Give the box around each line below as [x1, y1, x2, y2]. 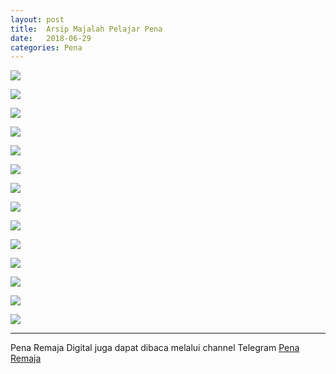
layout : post [10, 14, 65, 25]
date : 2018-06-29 [10, 33, 92, 43]
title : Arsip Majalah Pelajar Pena [10, 24, 163, 34]
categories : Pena [10, 42, 83, 53]
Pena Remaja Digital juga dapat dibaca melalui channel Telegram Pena [10, 342, 300, 354]
